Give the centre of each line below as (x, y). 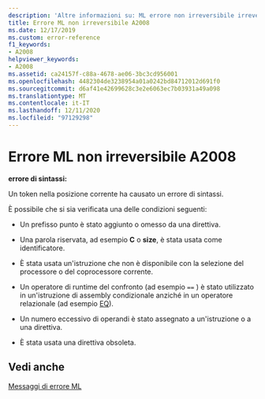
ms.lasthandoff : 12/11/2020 (54, 111)
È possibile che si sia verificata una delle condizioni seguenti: (108, 209)
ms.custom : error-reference (54, 37)
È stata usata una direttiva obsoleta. (78, 342)
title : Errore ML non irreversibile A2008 (79, 23)
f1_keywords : (30, 45)
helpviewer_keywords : (44, 60)
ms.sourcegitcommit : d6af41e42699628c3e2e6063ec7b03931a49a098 (114, 89)
